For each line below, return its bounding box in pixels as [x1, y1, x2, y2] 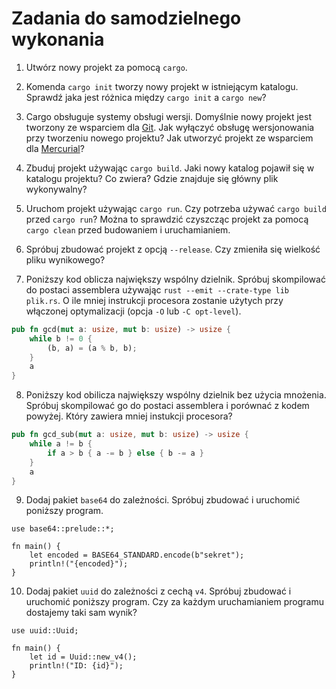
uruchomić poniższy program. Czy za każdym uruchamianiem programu [25, 596, 324, 608]
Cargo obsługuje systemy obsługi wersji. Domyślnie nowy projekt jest [25, 110, 312, 122]
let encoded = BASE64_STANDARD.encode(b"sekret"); [29, 550, 245, 561]
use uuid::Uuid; [11, 626, 79, 636]
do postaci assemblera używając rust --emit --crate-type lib [25, 283, 289, 296]
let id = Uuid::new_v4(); [29, 652, 138, 662]
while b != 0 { [29, 333, 93, 344]
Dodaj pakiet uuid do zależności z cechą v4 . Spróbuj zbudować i [25, 585, 292, 597]
